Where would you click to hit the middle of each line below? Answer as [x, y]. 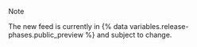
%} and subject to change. [128, 35]
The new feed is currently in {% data [68, 26]
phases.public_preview [46, 35]
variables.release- [159, 26]
